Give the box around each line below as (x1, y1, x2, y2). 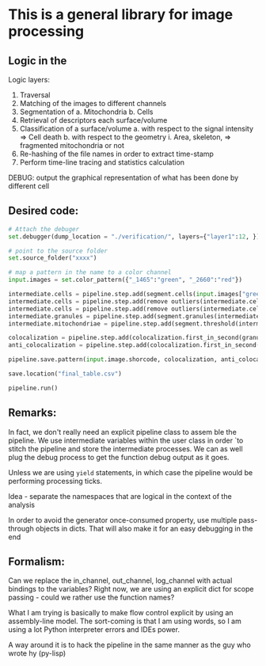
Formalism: (8, 555, 65, 569)
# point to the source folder (8, 247, 108, 255)
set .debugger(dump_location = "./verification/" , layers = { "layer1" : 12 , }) (8, 232, 260, 241)
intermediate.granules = (8, 312, 90, 320)
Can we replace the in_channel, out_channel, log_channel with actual (8, 576, 233, 585)
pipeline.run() (8, 384, 59, 392)
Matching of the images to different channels (19, 99, 167, 108)
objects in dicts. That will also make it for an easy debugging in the (35, 523, 253, 533)
